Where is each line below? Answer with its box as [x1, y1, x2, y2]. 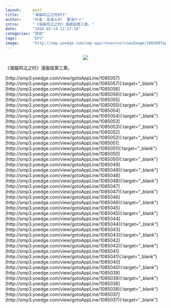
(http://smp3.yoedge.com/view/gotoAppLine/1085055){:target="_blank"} [5, 102, 158, 108]
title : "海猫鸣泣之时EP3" [5, 12, 67, 17]
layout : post [5, 7, 42, 13]
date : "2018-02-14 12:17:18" [5, 26, 81, 32]
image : [5, 41, 19, 46]
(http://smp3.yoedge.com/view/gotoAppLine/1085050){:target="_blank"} [5, 156, 158, 162]
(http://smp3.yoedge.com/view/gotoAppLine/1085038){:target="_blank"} [5, 286, 159, 292]
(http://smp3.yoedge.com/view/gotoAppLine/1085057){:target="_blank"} [5, 80, 158, 87]
